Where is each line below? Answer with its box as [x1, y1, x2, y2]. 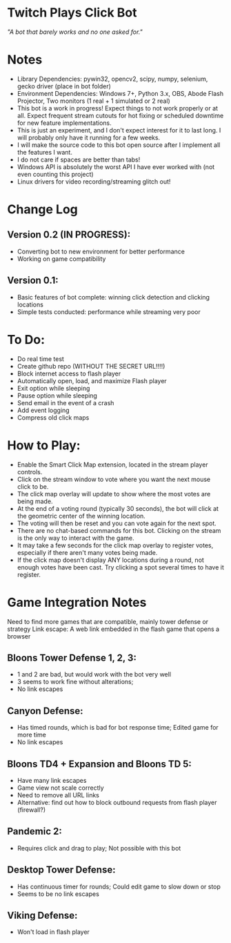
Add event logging [17, 406, 70, 414]
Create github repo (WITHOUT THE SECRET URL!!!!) [17, 362, 165, 370]
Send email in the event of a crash [17, 398, 114, 407]
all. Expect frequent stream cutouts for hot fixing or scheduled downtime [17, 111, 224, 119]
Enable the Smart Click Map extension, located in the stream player [17, 460, 208, 469]
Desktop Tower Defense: [7, 864, 116, 876]
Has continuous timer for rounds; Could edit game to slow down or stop [17, 882, 221, 891]
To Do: [7, 331, 46, 347]
